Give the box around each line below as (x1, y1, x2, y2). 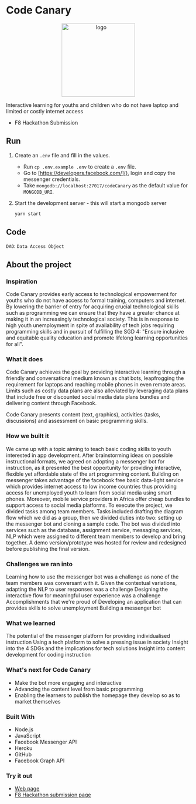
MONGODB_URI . (23, 188, 54, 195)
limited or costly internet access (6, 107, 84, 115)
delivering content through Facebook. (6, 400, 97, 407)
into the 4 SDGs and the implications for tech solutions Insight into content (6, 645, 185, 652)
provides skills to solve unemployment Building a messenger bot (6, 604, 161, 611)
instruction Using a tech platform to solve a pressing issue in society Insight (6, 638, 188, 646)
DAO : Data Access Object (6, 243, 64, 250)
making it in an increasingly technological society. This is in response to (6, 315, 179, 323)
